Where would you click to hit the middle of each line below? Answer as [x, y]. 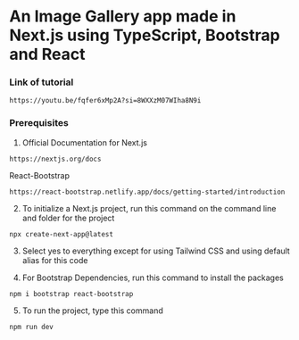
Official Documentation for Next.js [84, 142]
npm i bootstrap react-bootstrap [71, 294]
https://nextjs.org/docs [55, 159]
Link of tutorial [42, 82]
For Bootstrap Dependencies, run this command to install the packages [153, 278]
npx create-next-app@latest [62, 234]
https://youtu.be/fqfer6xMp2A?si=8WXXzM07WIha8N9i [105, 101]
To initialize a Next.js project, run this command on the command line [149, 208]
